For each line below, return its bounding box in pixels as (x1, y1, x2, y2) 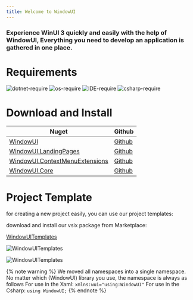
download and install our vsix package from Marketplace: (6, 222, 147, 229)
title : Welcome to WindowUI (6, 8, 76, 15)
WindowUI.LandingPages (9, 147, 80, 156)
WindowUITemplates (6, 233, 57, 240)
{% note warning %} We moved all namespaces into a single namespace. (6, 268, 186, 275)
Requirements (6, 65, 77, 79)
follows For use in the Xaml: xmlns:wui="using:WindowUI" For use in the (6, 281, 180, 288)
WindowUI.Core (9, 166, 54, 175)
